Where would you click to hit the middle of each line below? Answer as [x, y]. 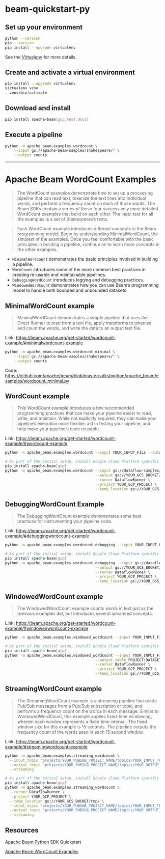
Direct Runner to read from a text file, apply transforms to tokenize [84, 323]
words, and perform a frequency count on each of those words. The [86, 204]
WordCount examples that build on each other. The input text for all [85, 214]
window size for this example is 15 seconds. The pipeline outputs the [87, 727]
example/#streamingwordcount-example [46, 747]
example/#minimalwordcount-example [44, 343]
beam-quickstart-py [48, 9]
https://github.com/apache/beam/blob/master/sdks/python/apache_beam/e [82, 375]
